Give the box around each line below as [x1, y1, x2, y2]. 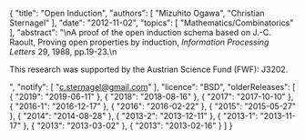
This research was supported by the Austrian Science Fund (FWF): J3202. [9, 64, 289, 75]
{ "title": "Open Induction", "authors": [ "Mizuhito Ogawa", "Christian [9, 8, 266, 18]
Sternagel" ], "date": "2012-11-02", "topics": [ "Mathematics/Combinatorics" [9, 17, 294, 28]
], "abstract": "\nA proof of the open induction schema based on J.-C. [9, 27, 271, 37]
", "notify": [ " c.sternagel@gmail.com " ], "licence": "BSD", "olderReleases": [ [9, 82, 296, 92]
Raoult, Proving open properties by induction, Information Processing [9, 36, 269, 47]
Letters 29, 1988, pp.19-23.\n [9, 46, 117, 57]
